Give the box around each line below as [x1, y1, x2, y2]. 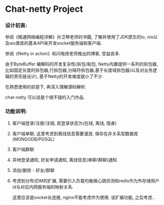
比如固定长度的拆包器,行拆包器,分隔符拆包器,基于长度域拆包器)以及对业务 [5, 68, 153, 73]
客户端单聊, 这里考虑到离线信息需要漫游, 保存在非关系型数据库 [12, 131, 138, 137]
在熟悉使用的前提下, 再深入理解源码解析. [5, 84, 87, 90]
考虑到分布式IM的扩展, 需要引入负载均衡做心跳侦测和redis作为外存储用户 [12, 177, 160, 183]
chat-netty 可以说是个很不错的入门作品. [5, 95, 85, 101]
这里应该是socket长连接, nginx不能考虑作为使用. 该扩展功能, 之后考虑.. [12, 194, 155, 200]
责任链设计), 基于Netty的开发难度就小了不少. [13, 73, 104, 79]
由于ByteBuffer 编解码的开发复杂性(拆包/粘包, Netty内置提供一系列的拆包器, [5, 61, 159, 67]
